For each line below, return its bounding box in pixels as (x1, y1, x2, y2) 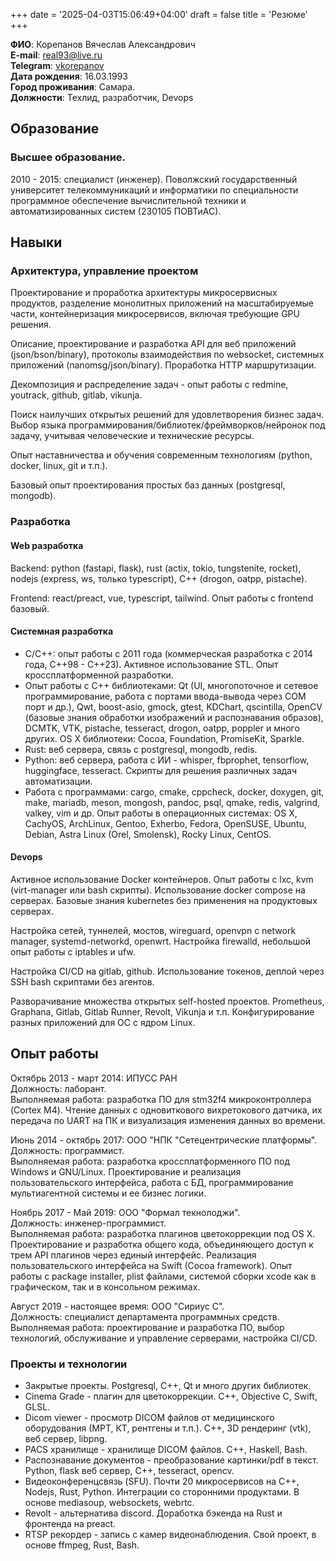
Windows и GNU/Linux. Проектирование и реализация (10, 1165, 242, 1178)
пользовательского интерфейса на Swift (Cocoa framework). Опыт (10, 1259, 293, 1271)
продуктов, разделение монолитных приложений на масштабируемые (10, 297, 314, 309)
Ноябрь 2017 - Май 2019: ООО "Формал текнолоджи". (10, 1206, 241, 1218)
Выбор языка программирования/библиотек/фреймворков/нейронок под (10, 419, 326, 431)
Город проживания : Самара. (10, 81, 136, 93)
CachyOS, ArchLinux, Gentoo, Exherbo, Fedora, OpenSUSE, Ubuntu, (24, 817, 307, 829)
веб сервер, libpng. (24, 1433, 108, 1445)
